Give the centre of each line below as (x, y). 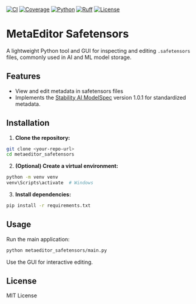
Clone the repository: (42, 137)
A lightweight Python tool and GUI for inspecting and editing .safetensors (98, 50)
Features (23, 76)
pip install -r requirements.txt (49, 206)
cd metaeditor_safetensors (40, 154)
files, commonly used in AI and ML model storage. (69, 57)
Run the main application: (38, 239)
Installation (28, 123)
